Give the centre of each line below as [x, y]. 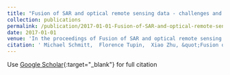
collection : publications [44, 20]
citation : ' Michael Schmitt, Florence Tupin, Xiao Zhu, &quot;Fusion [113, 45]
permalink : [23, 26]
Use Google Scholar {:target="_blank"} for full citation [82, 64]
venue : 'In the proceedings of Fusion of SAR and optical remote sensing [115, 39]
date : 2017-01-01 [32, 32]
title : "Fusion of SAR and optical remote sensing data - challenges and [115, 13]
